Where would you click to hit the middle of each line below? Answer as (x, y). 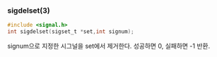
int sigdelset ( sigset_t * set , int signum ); (71, 32)
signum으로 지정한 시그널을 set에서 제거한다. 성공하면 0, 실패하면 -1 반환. (109, 46)
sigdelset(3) (29, 11)
